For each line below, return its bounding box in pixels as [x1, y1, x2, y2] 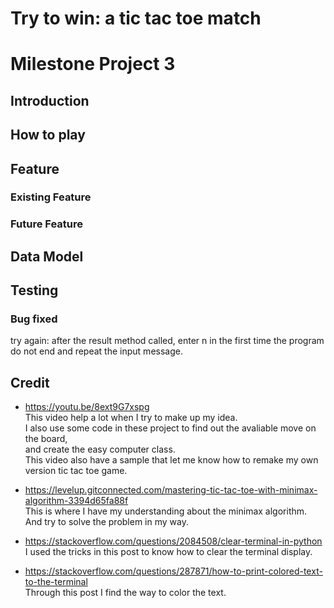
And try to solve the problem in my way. [24, 516, 189, 528]
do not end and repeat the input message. [10, 345, 183, 357]
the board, [24, 433, 68, 445]
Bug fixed [10, 312, 58, 326]
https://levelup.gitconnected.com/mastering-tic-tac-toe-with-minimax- [24, 484, 318, 496]
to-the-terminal [24, 576, 88, 588]
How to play [10, 127, 86, 144]
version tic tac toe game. [24, 465, 128, 477]
